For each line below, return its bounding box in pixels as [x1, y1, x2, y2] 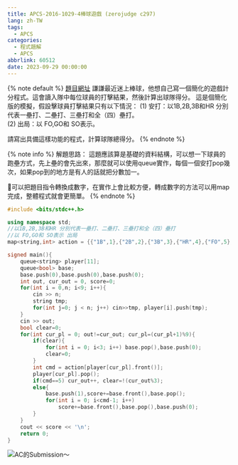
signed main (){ [7, 251, 53, 258]
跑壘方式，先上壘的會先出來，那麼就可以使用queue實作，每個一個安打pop [7, 158, 224, 167]
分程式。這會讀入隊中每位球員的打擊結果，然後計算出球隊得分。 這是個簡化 [7, 93, 227, 101]
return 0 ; [20, 430, 50, 437]
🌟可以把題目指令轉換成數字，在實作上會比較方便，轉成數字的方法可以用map [7, 182, 229, 191]
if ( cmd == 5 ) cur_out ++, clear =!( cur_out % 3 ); [33, 377, 163, 385]
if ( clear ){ [33, 338, 65, 345]
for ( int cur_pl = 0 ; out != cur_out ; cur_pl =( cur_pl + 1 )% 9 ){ [20, 330, 195, 338]
